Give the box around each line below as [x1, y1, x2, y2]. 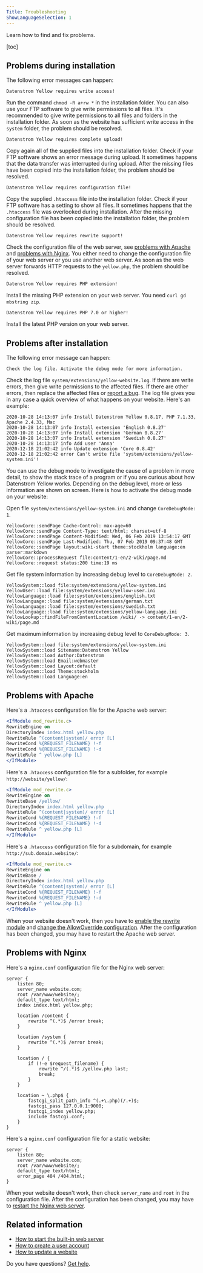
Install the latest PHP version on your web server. [6, 320, 129, 328]
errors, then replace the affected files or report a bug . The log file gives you [6, 390, 195, 397]
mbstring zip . [6, 298, 41, 305]
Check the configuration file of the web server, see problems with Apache [6, 243, 191, 251]
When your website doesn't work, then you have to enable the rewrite [6, 917, 181, 924]
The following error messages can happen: [6, 76, 114, 84]
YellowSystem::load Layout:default [6, 663, 96, 669]
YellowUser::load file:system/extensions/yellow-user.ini [6, 588, 156, 594]
